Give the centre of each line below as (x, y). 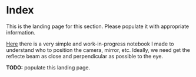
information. (21, 32)
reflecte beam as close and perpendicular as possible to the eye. (85, 56)
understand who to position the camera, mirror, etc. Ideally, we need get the (98, 50)
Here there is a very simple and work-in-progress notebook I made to (90, 44)
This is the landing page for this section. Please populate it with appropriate (98, 26)
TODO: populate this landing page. (48, 67)
